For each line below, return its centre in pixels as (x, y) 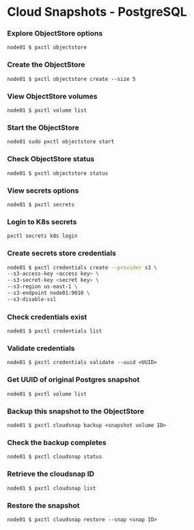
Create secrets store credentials (61, 253)
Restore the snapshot (43, 505)
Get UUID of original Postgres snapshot (73, 380)
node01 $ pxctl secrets (41, 204)
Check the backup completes (57, 442)
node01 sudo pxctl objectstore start (61, 142)
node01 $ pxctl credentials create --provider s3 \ (82, 267)
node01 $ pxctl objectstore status (58, 173)
